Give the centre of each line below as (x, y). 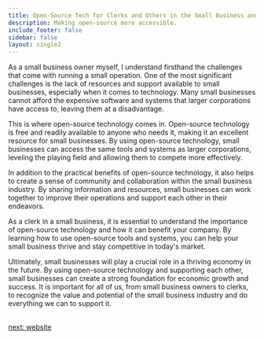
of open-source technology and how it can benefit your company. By (120, 230)
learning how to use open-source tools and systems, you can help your (123, 238)
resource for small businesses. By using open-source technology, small (124, 141)
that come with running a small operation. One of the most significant (120, 76)
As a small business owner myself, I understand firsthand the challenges (125, 67)
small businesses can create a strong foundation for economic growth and (128, 278)
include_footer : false (45, 30)
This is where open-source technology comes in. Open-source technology (129, 124)
